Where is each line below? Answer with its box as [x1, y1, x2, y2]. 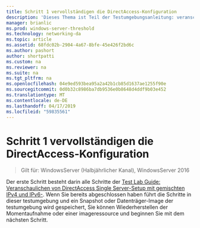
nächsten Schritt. [6, 216, 48, 224]
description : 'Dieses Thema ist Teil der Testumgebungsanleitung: [6, 14, 174, 20]
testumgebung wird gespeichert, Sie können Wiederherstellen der [6, 204, 168, 211]
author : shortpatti [6, 53, 55, 59]
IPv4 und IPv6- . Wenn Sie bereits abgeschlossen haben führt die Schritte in [6, 191, 192, 198]
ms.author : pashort [6, 48, 55, 54]
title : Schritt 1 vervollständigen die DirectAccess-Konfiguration [6, 8, 177, 15]
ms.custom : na [6, 58, 42, 64]
